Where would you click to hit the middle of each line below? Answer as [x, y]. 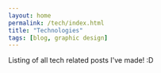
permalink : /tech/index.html [56, 23]
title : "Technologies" [46, 30]
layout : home [30, 15]
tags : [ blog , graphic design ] [58, 38]
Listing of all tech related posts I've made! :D [81, 60]
